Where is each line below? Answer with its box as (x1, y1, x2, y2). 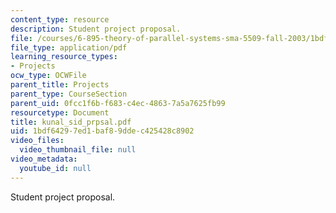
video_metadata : (10, 154, 78, 164)
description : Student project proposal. (10, 24, 182, 34)
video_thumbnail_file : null (19, 145, 137, 155)
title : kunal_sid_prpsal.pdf (10, 117, 132, 127)
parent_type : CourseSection (10, 89, 128, 99)
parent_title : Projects (10, 80, 110, 90)
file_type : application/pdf (10, 42, 128, 53)
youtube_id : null (19, 163, 92, 173)
